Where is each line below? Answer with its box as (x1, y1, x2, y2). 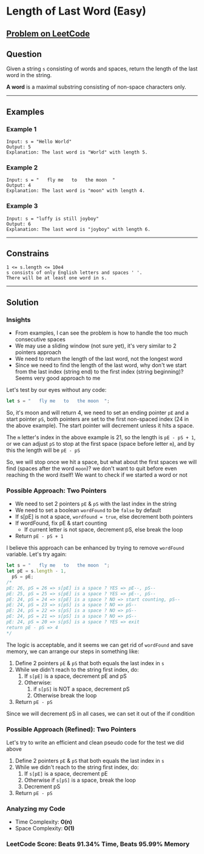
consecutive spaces (15, 336, 66, 343)
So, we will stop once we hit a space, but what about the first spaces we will (6, 459, 197, 466)
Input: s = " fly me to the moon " (6, 177, 115, 183)
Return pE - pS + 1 (15, 533, 64, 540)
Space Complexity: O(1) (15, 825, 75, 832)
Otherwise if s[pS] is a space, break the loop (24, 776, 137, 784)
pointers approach (15, 349, 62, 356)
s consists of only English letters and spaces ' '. (6, 270, 143, 276)
